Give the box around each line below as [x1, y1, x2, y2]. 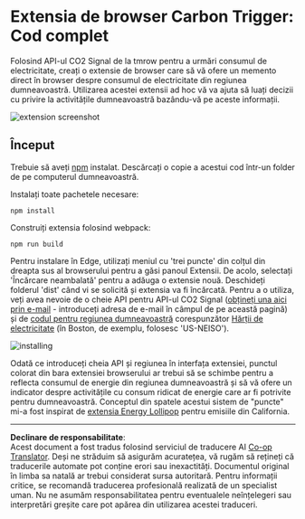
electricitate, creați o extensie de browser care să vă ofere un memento [10, 65, 277, 76]
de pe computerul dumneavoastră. [10, 171, 139, 182]
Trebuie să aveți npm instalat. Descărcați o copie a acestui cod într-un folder [10, 161, 295, 173]
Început [10, 137, 55, 153]
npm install [10, 206, 55, 215]
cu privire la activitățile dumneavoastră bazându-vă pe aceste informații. [10, 93, 280, 105]
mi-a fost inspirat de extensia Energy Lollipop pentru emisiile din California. [10, 405, 291, 417]
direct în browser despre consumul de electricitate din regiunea [10, 74, 247, 85]
